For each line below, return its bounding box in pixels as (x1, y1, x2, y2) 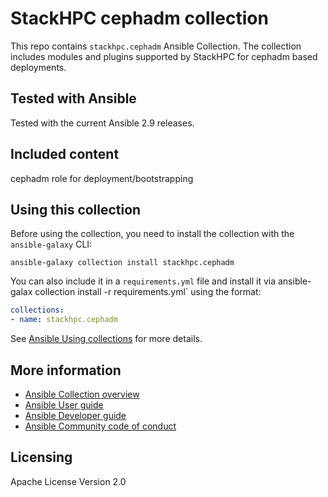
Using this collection (10, 201, 142, 218)
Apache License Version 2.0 (10, 475, 127, 487)
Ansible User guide (24, 398, 104, 411)
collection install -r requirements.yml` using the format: (34, 286, 262, 298)
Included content (10, 146, 120, 163)
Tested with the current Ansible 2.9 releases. (10, 117, 195, 129)
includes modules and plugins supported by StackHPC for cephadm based (10, 50, 318, 62)
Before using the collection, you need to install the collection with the (10, 228, 295, 240)
